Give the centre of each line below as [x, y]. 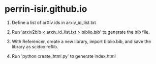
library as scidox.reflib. [35, 46]
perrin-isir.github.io [46, 9]
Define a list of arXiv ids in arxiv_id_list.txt [54, 22]
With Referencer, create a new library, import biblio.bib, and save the [81, 41]
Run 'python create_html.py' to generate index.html [64, 56]
